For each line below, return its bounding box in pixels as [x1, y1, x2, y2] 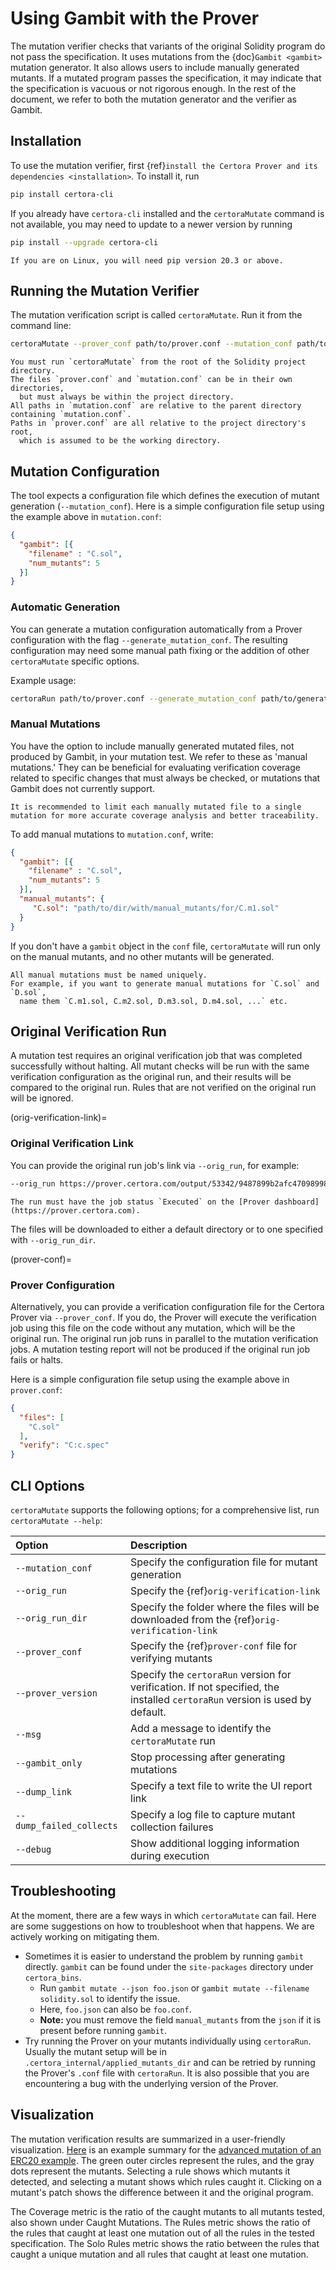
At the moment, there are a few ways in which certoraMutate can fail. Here [10, 1909, 317, 1921]
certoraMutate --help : [10, 1514, 103, 1526]
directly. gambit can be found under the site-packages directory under [24, 1960, 314, 1972]
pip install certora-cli [10, 189, 114, 199]
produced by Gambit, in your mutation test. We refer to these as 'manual [10, 750, 308, 762]
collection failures [130, 1820, 214, 1834]
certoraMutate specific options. [10, 655, 140, 667]
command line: [10, 320, 72, 332]
